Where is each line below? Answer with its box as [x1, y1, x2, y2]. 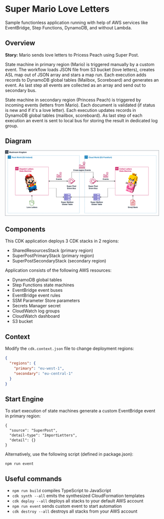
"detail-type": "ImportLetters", [9, 433, 78, 438]
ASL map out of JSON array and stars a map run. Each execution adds [5, 72, 146, 78]
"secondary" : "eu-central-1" [14, 371, 73, 376]
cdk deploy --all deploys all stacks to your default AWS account [12, 498, 143, 504]
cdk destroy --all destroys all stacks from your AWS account [12, 508, 138, 514]
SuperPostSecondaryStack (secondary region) [12, 258, 106, 264]
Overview [5, 39, 36, 47]
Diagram [5, 137, 32, 145]
